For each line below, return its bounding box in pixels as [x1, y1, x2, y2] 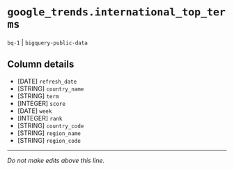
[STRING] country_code [17, 121, 84, 130]
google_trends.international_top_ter [7, 6, 226, 19]
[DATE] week [17, 107, 52, 115]
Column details [7, 59, 75, 70]
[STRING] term [17, 91, 59, 100]
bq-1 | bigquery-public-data [7, 38, 88, 47]
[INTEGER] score [17, 99, 66, 107]
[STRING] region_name [17, 128, 81, 137]
